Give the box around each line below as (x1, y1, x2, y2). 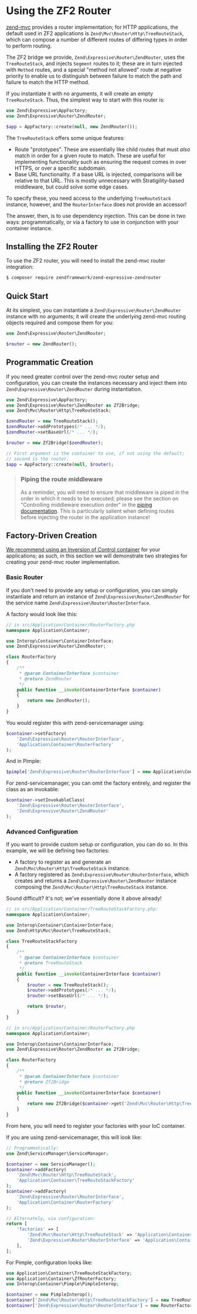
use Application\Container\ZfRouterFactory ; (6, 1276, 117, 1282)
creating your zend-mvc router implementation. (6, 559, 121, 566)
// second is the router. (6, 456, 69, 462)
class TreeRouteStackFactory (6, 938, 77, 944)
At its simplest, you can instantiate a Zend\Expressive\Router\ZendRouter (6, 307, 181, 314)
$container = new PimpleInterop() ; (6, 1292, 93, 1298)
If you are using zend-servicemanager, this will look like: (6, 1134, 142, 1141)
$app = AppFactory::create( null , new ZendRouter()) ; (6, 123, 138, 130)
